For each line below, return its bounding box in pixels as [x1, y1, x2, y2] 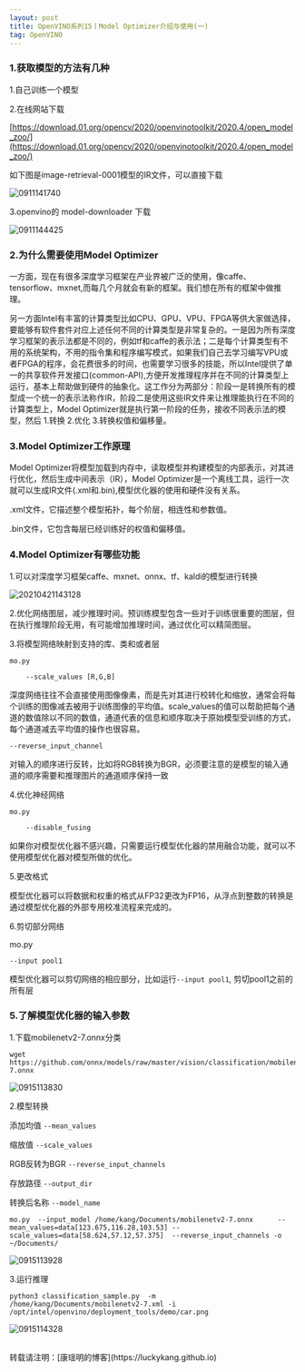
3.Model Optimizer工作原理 [9, 439, 131, 452]
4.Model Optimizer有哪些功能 [9, 548, 141, 561]
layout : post [9, 13, 59, 23]
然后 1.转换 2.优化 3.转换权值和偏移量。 [25, 415, 172, 426]
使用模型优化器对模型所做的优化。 [9, 851, 137, 862]
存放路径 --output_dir [9, 1177, 93, 1189]
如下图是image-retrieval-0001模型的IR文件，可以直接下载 [9, 169, 223, 180]
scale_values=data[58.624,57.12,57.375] [9, 1230, 165, 1240]
